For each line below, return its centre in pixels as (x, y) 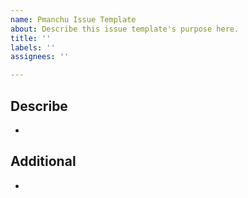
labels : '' (33, 47)
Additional (43, 161)
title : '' (31, 38)
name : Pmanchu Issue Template (73, 19)
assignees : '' (40, 57)
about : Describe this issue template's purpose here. (125, 29)
